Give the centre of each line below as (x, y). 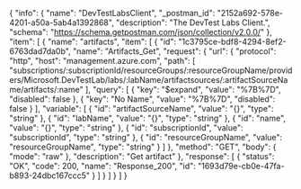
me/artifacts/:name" (46, 90)
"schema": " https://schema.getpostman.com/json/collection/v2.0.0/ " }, (141, 32)
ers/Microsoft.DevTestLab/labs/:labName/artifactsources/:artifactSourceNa (149, 80)
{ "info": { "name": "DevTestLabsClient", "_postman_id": (112, 13)
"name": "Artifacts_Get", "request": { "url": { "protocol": (174, 51)
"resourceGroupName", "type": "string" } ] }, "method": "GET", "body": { (143, 147)
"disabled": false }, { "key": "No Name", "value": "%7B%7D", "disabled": (142, 99)
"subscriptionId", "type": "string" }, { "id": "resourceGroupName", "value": (146, 137)
